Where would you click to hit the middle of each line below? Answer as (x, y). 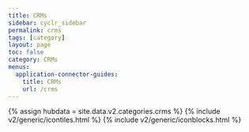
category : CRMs (33, 60)
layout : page (30, 45)
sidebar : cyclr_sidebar (47, 23)
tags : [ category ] (37, 38)
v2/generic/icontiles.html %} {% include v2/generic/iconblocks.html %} (125, 120)
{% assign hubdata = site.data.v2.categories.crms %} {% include (114, 111)
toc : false (26, 52)
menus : (19, 67)
